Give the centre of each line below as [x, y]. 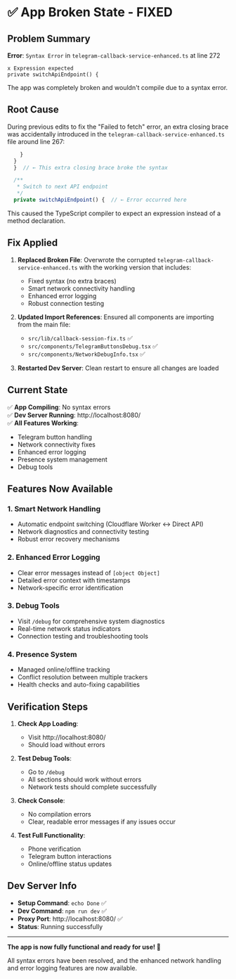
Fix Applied [33, 243]
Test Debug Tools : [44, 758]
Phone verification [54, 849]
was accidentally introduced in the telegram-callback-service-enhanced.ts [116, 134]
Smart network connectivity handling [81, 288]
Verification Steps [48, 706]
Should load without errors [66, 744]
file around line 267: [36, 141]
